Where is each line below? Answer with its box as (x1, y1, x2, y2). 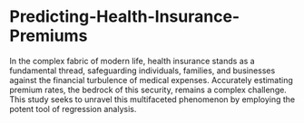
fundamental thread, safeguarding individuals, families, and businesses (9, 65, 276, 76)
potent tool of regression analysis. (9, 103, 137, 114)
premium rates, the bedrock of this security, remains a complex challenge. (9, 84, 288, 95)
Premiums (9, 25, 88, 46)
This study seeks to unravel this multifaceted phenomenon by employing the (9, 93, 296, 105)
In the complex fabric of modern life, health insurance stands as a (9, 55, 256, 66)
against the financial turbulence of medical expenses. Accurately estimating (9, 74, 293, 85)
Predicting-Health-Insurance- (9, 6, 240, 27)
